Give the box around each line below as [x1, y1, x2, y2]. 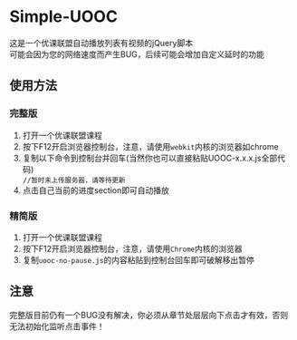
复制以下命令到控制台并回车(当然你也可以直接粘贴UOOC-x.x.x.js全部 [22, 152, 278, 163]
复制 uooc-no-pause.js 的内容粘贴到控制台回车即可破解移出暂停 [22, 254, 255, 265]
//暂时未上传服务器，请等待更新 [22, 175, 126, 185]
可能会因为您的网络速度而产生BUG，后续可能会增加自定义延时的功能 [9, 48, 265, 60]
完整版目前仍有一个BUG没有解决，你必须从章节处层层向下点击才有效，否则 [9, 309, 289, 320]
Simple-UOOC [9, 6, 118, 27]
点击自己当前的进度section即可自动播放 [22, 184, 169, 196]
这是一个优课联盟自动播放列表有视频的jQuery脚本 [9, 37, 193, 48]
